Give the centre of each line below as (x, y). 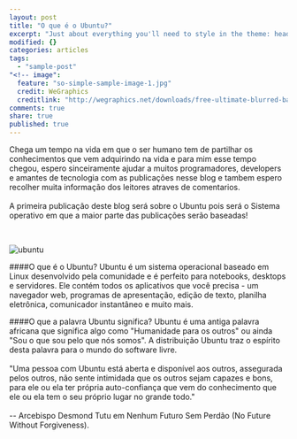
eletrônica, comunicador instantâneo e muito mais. (101, 304)
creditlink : (39, 100)
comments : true (37, 108)
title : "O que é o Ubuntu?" (61, 26)
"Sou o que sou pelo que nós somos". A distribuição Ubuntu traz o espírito (145, 340)
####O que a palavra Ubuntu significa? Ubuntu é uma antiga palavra (134, 321)
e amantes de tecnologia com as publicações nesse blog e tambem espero (146, 177)
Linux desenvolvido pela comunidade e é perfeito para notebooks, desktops (148, 276)
